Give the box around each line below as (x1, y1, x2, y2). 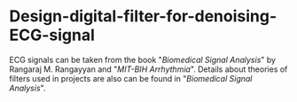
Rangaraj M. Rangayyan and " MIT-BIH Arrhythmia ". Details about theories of (9, 64, 288, 75)
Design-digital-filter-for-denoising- (9, 6, 277, 27)
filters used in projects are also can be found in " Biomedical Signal (9, 73, 253, 83)
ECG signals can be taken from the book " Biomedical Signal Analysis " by (9, 54, 277, 65)
